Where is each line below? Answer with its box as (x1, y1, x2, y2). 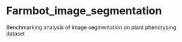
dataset (6, 30, 25, 37)
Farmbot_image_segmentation (6, 4, 162, 18)
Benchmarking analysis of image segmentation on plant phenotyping (6, 24, 177, 31)
